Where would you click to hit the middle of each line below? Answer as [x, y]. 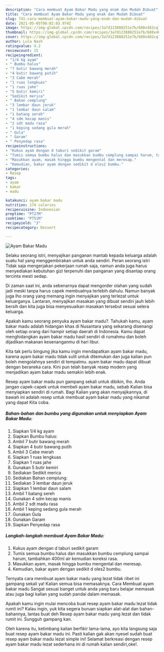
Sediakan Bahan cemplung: [40, 478]
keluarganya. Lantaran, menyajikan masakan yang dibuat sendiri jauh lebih [80, 301]
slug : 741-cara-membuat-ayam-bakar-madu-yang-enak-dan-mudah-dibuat [76, 19]
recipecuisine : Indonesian [33, 209]
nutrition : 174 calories [31, 205]
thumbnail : [17, 32]
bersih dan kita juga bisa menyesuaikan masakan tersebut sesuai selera [77, 306]
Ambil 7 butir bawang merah [41, 441]
